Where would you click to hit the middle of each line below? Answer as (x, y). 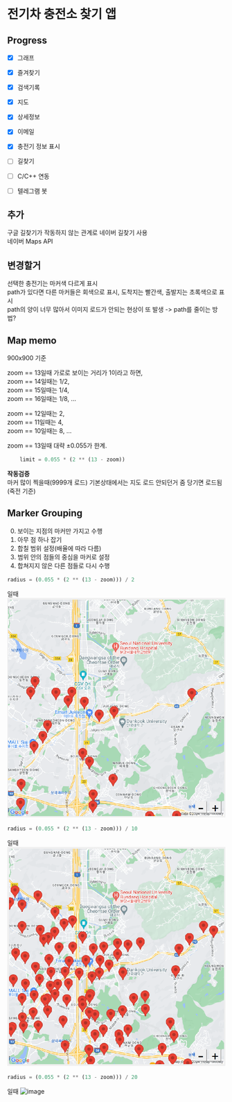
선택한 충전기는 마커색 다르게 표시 (53, 283)
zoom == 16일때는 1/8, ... (42, 399)
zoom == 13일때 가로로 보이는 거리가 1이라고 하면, (75, 373)
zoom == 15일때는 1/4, (38, 390)
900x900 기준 (27, 358)
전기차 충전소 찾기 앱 (62, 14)
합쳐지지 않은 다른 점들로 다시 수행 (63, 566)
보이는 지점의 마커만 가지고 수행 (60, 531)
